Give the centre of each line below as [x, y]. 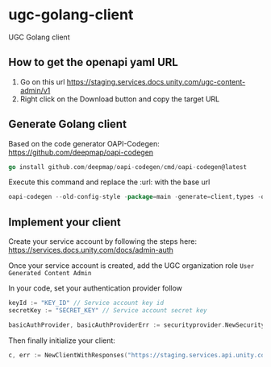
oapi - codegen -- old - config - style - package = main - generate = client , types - [135, 197]
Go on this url [42, 81]
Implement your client [65, 222]
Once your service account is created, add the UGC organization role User [131, 266]
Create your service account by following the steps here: [103, 241]
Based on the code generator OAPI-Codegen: [84, 143]
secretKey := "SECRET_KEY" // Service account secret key [108, 311]
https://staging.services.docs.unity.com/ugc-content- [156, 81]
